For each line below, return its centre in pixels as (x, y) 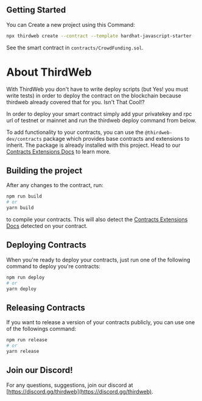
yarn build (20, 208)
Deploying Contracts (47, 245)
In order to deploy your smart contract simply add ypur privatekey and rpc (99, 114)
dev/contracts (24, 139)
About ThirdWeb (49, 72)
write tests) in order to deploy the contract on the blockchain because (94, 95)
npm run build (24, 197)
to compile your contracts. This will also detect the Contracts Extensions (97, 219)
